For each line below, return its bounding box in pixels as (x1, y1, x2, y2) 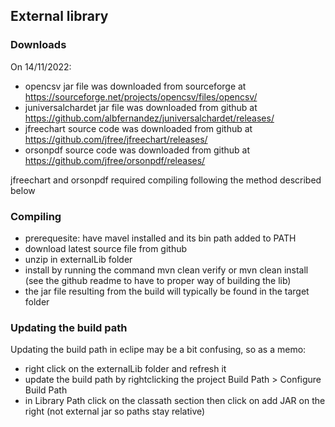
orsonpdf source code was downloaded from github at (24, 144, 251, 156)
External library (10, 8, 109, 25)
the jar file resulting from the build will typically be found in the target (24, 285, 310, 297)
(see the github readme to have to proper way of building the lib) (24, 274, 292, 286)
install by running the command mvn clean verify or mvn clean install (24, 264, 309, 276)
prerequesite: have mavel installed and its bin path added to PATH (24, 232, 297, 244)
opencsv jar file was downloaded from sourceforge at (24, 80, 247, 92)
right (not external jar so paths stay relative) (24, 405, 206, 418)
